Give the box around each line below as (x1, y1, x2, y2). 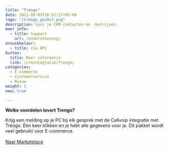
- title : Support (10, 31, 47, 36)
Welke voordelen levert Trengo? (5, 107, 76, 113)
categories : (5, 65, 31, 70)
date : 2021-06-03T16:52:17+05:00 (5, 12, 77, 17)
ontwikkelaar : (5, 41, 36, 46)
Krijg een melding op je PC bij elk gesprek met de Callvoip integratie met (5, 117, 159, 123)
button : (5, 50, 22, 55)
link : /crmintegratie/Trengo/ (10, 60, 74, 65)
